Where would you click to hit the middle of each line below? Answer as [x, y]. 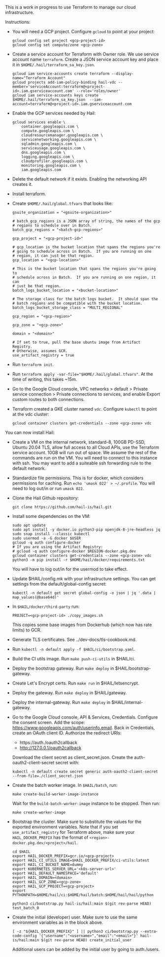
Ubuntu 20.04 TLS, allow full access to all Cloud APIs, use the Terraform [85, 447]
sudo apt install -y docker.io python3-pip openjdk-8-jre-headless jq [86, 530]
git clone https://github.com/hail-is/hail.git [62, 507]
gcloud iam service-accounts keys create [55, 95]
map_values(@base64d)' [35, 597]
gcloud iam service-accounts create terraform [61, 74]
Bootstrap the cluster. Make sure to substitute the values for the [77, 821]
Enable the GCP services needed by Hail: [54, 113]
